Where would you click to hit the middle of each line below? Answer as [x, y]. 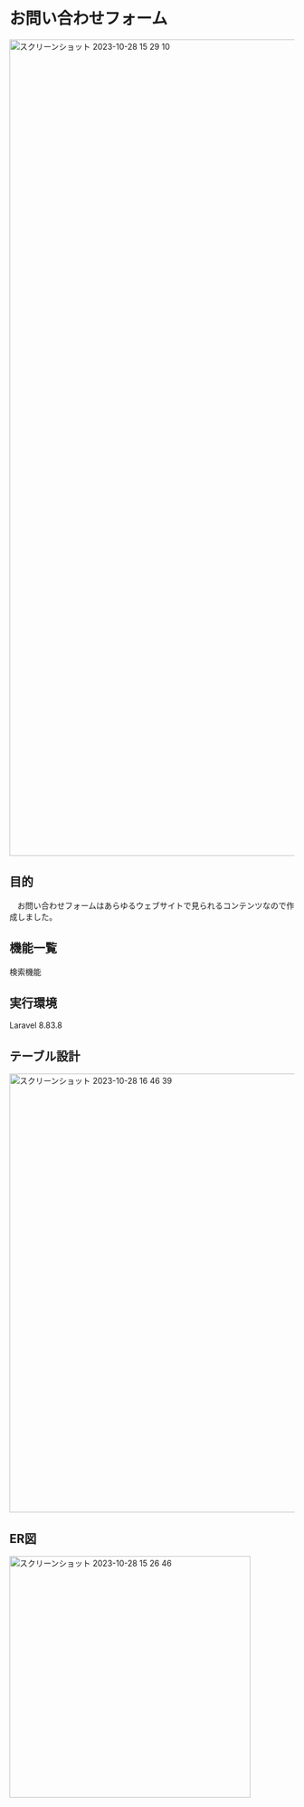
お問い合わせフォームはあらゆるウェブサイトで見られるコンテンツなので [152, 905]
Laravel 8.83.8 [36, 1025]
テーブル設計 [45, 1056]
